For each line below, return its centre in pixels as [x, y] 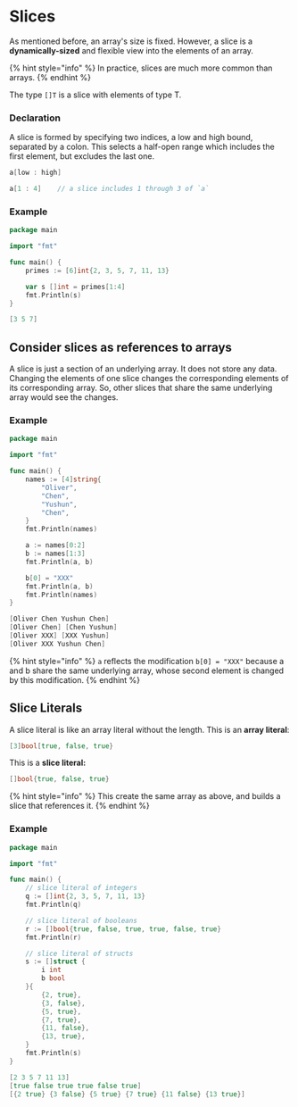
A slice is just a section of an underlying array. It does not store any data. [143, 369]
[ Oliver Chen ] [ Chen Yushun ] [63, 628]
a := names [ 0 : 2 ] [56, 545]
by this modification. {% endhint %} [75, 679]
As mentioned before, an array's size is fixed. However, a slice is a [131, 41]
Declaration [35, 118]
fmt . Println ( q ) [54, 904]
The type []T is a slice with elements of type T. [95, 95]
